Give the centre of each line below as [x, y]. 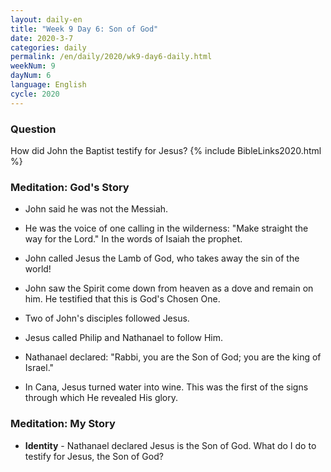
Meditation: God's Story [70, 187]
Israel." [39, 368]
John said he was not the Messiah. [96, 209]
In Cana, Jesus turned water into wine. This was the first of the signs [166, 387]
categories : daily [48, 47]
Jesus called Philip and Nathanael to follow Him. [124, 338]
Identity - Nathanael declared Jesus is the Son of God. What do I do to [170, 445]
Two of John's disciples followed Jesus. [107, 318]
